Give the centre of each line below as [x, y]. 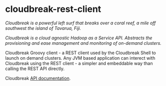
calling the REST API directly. [35, 69]
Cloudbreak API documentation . [38, 78]
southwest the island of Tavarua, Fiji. [43, 28]
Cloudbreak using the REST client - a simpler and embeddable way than [79, 63]
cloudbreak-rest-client [53, 9]
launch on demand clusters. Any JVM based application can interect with [80, 58]
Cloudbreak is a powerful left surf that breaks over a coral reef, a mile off [81, 23]
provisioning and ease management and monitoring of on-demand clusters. [83, 43]
